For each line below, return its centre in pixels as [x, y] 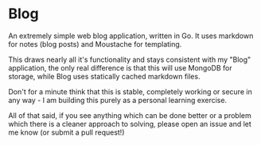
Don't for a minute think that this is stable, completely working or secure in [130, 91]
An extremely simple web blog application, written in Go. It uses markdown [131, 36]
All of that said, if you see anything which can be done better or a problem [130, 115]
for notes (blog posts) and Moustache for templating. [95, 44]
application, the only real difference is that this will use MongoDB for [120, 67]
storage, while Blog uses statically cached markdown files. [104, 76]
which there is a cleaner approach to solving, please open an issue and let [130, 124]
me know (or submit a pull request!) [66, 132]
